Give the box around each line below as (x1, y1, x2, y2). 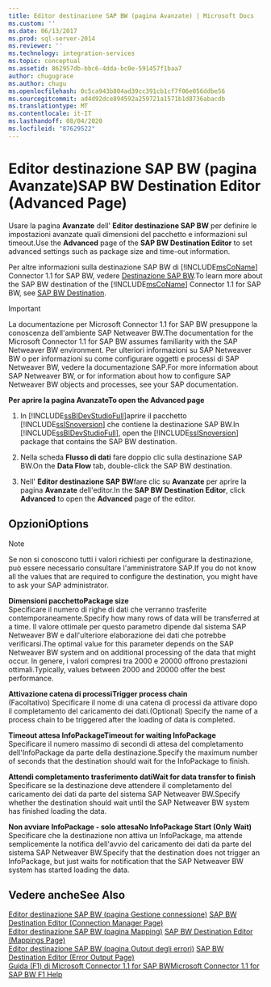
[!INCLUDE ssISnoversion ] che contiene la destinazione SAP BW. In (19, 419, 240, 429)
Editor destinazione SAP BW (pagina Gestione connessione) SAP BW (8, 909, 237, 919)
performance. (8, 673, 54, 683)
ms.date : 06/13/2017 (8, 27, 78, 35)
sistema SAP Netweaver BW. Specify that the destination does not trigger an (8, 847, 261, 858)
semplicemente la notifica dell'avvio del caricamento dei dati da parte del (8, 839, 252, 849)
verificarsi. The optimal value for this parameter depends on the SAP (8, 638, 234, 648)
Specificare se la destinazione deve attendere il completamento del (8, 780, 232, 790)
